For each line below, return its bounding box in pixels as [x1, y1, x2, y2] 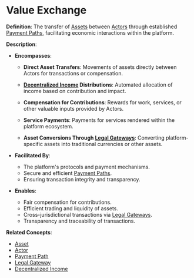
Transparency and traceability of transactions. [23, 217, 135, 224]
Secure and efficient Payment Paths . [23, 169, 112, 177]
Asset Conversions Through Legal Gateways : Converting [23, 134, 165, 141]
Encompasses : [14, 52, 52, 59]
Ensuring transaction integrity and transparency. [23, 176, 141, 183]
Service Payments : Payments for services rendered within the [23, 116, 175, 124]
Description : [6, 41, 37, 48]
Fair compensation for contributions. [23, 198, 112, 206]
